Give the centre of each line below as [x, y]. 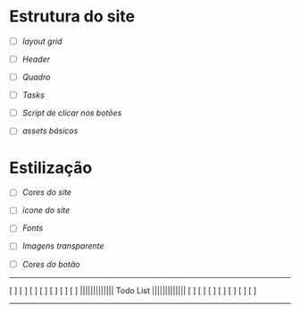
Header [36, 59]
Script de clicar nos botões [72, 113]
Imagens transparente [63, 246]
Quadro [36, 77]
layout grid [42, 41]
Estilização [51, 168]
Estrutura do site [72, 17]
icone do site [46, 210]
